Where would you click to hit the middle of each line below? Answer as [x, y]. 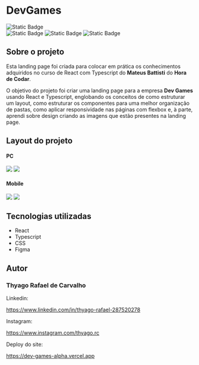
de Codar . [19, 79]
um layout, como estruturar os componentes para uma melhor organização [98, 103]
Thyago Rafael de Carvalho [46, 285]
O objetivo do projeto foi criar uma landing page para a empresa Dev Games [99, 91]
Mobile [15, 183]
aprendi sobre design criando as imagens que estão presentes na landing [96, 116]
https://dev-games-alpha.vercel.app [50, 356]
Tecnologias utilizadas [49, 216]
